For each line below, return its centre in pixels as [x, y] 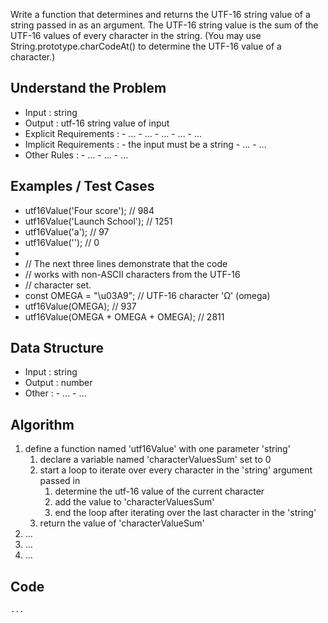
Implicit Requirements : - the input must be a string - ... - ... [145, 144]
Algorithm [42, 424]
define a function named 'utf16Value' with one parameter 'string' [157, 449]
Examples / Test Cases [82, 186]
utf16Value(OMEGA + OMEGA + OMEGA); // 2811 [124, 316]
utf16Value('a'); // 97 [67, 231]
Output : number [58, 383]
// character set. [58, 285]
